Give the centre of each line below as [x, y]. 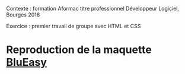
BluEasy [27, 63]
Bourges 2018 [23, 15]
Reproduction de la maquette [79, 50]
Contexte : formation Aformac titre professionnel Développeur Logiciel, [93, 9]
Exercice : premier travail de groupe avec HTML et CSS [74, 26]
